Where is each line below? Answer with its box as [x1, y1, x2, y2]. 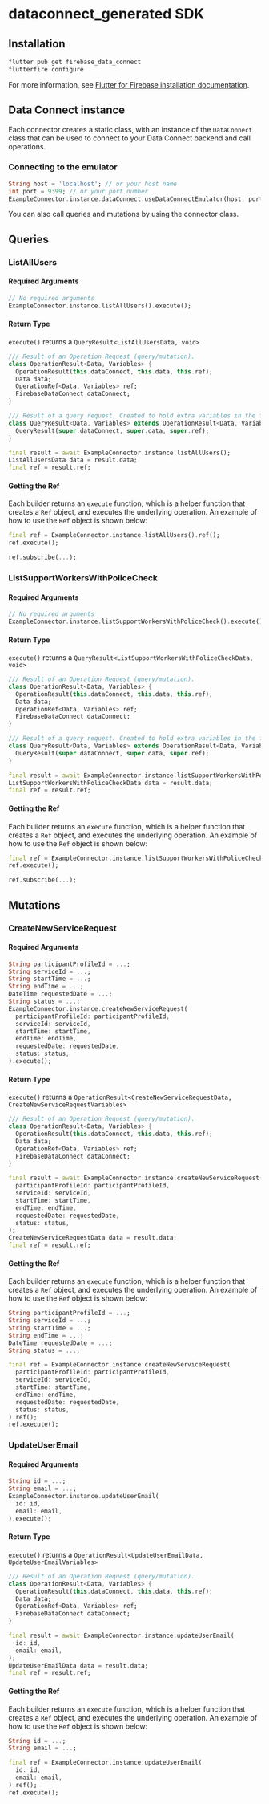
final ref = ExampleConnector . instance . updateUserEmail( [8, 1759, 203, 1767]
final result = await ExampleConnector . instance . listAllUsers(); [8, 449, 231, 457]
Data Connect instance [8, 104, 126, 117]
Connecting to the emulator [8, 161, 118, 173]
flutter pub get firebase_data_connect [8, 58, 142, 66]
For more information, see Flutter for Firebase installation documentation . [8, 79, 250, 89]
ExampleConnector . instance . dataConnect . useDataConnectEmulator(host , [8, 194, 246, 203]
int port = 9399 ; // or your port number [8, 187, 149, 195]
